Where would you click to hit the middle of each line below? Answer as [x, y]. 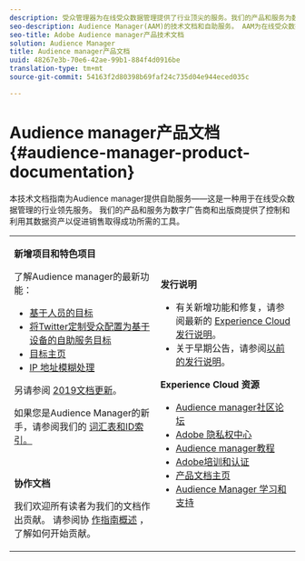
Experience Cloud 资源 [210, 385]
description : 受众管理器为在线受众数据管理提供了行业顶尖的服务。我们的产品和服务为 [151, 18]
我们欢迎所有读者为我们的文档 [78, 506]
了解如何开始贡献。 [55, 533]
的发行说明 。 [203, 362]
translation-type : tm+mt [56, 69]
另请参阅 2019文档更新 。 [68, 390]
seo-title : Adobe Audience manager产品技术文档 [97, 35]
